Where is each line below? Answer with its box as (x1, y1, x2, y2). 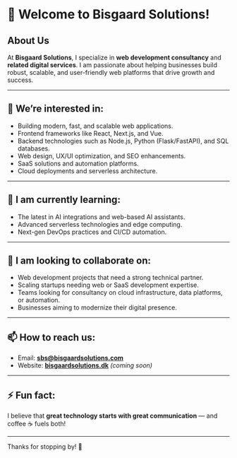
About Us (7, 35, 49, 47)
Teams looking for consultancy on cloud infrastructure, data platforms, (17, 288, 224, 297)
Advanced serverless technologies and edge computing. (17, 220, 183, 228)
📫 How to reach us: (7, 331, 96, 343)
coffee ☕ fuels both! (7, 420, 66, 428)
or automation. (17, 296, 61, 305)
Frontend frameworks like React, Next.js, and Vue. (17, 129, 164, 137)
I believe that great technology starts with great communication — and (7, 411, 218, 420)
